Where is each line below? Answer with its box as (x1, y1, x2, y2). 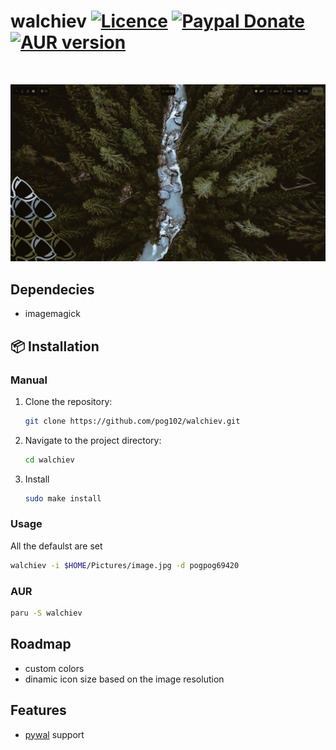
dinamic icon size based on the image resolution (24, 673, 225, 685)
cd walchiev (24, 455, 75, 465)
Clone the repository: (24, 395, 113, 407)
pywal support (24, 728, 85, 740)
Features (10, 702, 67, 719)
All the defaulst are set (10, 540, 103, 552)
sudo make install (24, 493, 102, 504)
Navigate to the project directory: (24, 434, 162, 446)
